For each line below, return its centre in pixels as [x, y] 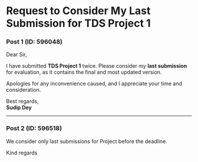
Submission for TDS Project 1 [79, 23]
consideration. [24, 90]
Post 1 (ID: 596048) [34, 42]
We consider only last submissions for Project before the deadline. [87, 141]
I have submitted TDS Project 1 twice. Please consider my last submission [97, 66]
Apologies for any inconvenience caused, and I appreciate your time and [94, 84]
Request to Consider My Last [78, 11]
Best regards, [22, 101]
